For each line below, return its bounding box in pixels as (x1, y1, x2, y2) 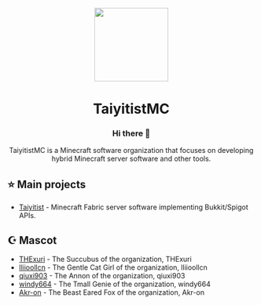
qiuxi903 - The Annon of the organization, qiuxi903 (18, 271, 186, 281)
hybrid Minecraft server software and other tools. (51, 154, 211, 164)
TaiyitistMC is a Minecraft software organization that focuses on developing (9, 146, 254, 155)
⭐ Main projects (7, 177, 86, 191)
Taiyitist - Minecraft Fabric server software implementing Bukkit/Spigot (18, 202, 248, 212)
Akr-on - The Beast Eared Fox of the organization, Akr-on (18, 288, 205, 297)
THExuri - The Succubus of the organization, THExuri (18, 255, 192, 264)
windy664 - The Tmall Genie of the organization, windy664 (18, 279, 211, 289)
